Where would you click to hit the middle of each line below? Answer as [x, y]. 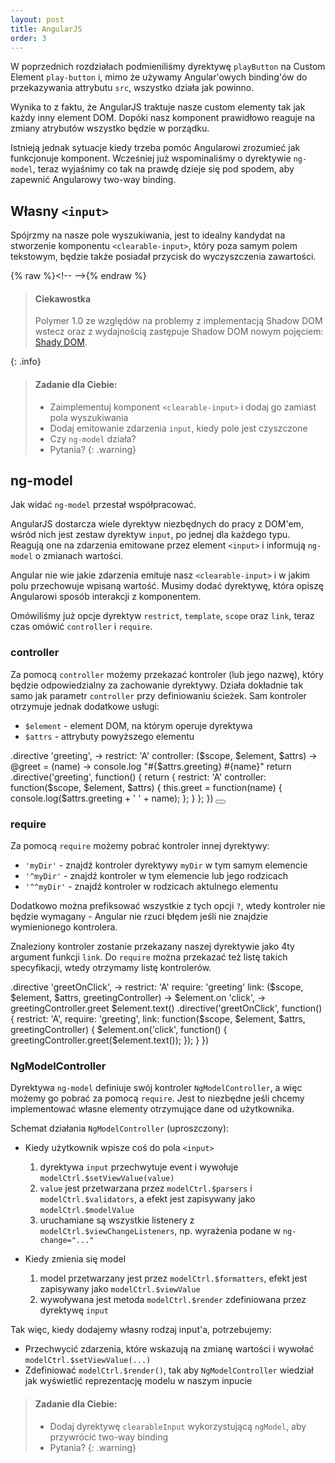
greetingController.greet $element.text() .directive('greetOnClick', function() [166, 1008]
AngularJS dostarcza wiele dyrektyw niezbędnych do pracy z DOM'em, [157, 524]
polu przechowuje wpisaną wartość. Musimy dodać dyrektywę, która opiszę [167, 586]
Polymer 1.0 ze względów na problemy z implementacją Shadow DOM [178, 321]
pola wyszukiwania [89, 417]
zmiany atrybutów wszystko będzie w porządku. [110, 128]
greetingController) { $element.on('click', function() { [119, 1029]
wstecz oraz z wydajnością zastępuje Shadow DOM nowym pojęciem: [179, 332]
